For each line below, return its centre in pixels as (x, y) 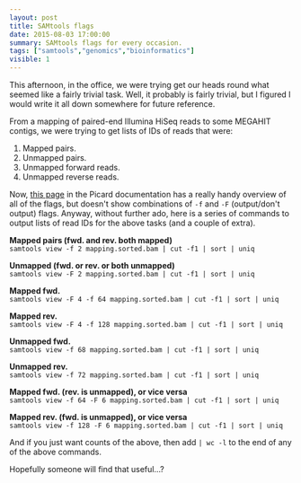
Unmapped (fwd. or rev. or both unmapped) (92, 265)
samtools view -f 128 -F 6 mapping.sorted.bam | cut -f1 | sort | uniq (146, 426)
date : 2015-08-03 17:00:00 (60, 34)
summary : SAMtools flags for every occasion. (96, 43)
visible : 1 (30, 59)
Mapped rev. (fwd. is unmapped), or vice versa (98, 417)
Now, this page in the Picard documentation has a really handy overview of (148, 194)
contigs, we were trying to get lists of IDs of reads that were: (121, 131)
